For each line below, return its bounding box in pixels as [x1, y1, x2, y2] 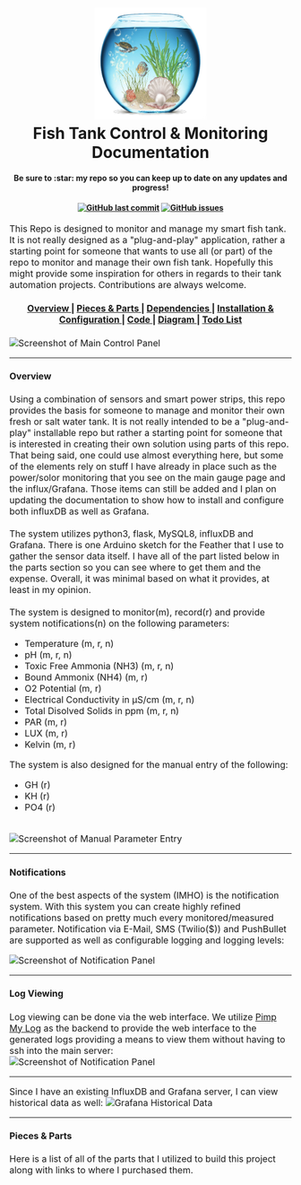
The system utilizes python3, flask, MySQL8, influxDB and [9, 527, 254, 540]
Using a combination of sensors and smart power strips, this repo [9, 393, 286, 405]
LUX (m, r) [24, 728, 69, 740]
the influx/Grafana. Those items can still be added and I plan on [9, 483, 277, 495]
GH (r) [24, 779, 51, 791]
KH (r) [24, 790, 51, 803]
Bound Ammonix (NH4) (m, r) [24, 671, 148, 684]
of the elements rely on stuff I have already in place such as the [9, 460, 278, 473]
